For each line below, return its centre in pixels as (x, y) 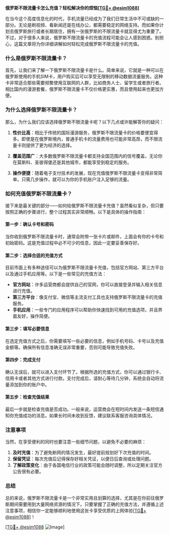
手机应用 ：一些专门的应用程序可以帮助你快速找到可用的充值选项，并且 (85, 310)
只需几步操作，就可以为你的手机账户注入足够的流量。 (76, 179)
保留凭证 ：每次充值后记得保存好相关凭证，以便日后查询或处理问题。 (83, 459)
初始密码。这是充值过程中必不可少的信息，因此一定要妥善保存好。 (73, 243)
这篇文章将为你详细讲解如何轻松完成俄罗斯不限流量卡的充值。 (78, 44)
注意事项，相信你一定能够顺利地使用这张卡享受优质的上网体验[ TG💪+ (76, 510)
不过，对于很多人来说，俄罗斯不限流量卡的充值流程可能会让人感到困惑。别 (82, 38)
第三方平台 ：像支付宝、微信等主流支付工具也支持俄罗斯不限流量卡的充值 (87, 297)
